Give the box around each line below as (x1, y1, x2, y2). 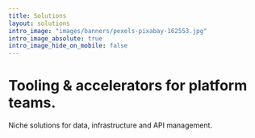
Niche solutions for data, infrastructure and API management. (8, 120, 212, 130)
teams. (8, 94, 56, 112)
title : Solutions (8, 11, 67, 20)
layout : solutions (8, 19, 70, 27)
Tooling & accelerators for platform (8, 77, 248, 95)
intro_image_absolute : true (8, 34, 103, 43)
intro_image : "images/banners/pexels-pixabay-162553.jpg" (8, 27, 207, 35)
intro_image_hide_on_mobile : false (8, 42, 128, 50)
